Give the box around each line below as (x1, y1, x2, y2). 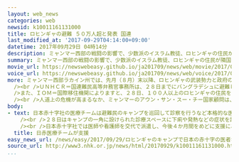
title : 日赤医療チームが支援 (14, 129, 90, 136)
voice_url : (7, 70, 40, 77)
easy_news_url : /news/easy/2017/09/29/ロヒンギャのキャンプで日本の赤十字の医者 (7, 136, 231, 143)
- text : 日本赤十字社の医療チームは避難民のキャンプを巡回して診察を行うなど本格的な (7, 109, 229, 117)
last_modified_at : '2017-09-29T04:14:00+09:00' (7, 37, 152, 44)
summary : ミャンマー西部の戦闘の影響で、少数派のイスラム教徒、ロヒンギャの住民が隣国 (7, 57, 232, 64)
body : (7, 103, 23, 110)
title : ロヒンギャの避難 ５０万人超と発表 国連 (7, 30, 132, 38)
